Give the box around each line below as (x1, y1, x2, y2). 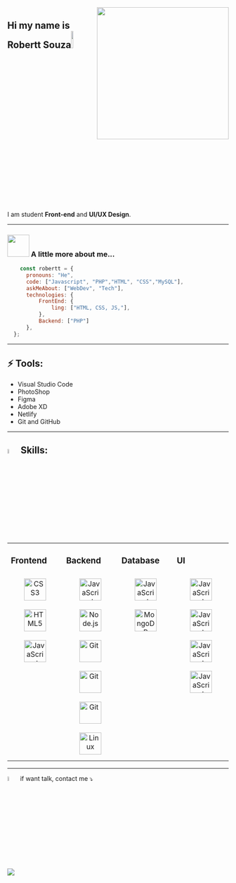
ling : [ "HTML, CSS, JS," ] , (51, 304, 131, 312)
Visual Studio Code (17, 380, 74, 388)
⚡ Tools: (7, 358, 44, 370)
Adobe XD (17, 402, 48, 411)
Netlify (17, 410, 37, 418)
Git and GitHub (17, 417, 61, 425)
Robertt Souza (7, 39, 72, 51)
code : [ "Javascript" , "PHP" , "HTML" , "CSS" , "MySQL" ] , (25, 278, 184, 285)
